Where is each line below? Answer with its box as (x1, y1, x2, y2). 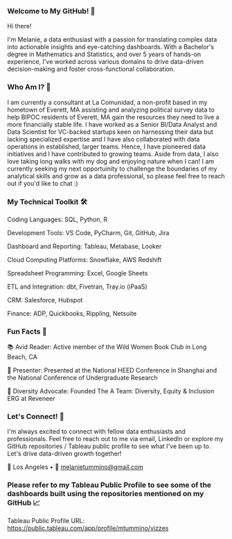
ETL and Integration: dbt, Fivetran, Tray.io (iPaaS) (7, 282, 148, 291)
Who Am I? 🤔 (7, 83, 51, 92)
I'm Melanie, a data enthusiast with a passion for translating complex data (7, 35, 217, 44)
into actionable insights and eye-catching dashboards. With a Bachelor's (7, 43, 215, 51)
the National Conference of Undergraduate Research (7, 374, 158, 382)
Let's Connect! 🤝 (7, 412, 64, 422)
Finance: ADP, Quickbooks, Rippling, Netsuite (7, 309, 137, 318)
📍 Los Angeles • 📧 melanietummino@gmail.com (7, 463, 143, 471)
